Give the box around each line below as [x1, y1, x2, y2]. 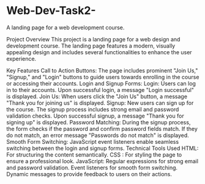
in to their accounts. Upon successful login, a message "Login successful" [6, 86, 195, 93]
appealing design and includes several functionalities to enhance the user [6, 48, 192, 55]
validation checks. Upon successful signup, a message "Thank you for [6, 112, 185, 119]
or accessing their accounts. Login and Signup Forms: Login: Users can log [6, 80, 196, 87]
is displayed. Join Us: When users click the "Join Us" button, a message [6, 93, 188, 100]
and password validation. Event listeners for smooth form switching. [6, 164, 178, 171]
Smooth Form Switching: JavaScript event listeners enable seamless [6, 138, 179, 145]
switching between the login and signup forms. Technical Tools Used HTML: [6, 144, 199, 152]
